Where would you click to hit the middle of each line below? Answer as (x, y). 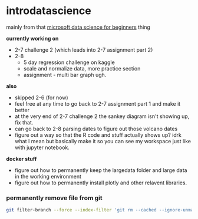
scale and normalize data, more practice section (82, 68)
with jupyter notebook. (42, 147)
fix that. (24, 122)
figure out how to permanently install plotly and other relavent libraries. (101, 183)
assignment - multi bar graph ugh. (65, 75)
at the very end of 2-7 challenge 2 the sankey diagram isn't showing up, (102, 116)
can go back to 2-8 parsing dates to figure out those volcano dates (96, 129)
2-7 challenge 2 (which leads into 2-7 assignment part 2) (84, 50)
